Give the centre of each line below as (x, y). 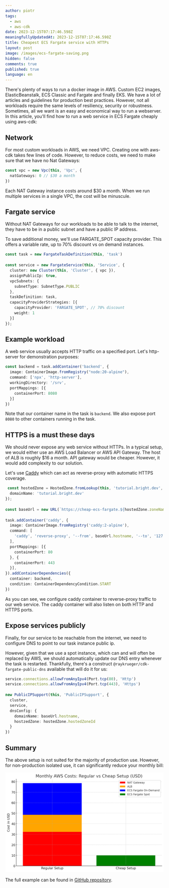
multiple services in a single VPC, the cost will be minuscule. (68, 196)
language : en (19, 75)
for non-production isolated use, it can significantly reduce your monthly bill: (84, 765)
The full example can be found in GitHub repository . (59, 880)
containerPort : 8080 (36, 393)
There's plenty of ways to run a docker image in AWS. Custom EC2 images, (83, 90)
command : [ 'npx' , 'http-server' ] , (46, 378)
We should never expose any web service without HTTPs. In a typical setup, (84, 447)
